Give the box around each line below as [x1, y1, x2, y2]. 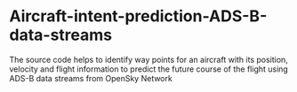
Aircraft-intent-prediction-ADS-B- [9, 6, 268, 27]
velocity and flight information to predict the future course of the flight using [9, 64, 289, 74]
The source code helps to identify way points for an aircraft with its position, [9, 54, 289, 65]
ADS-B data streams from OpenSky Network [9, 73, 173, 83]
